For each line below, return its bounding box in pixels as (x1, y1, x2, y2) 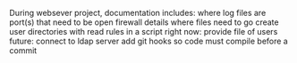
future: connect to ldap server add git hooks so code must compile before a (9, 35, 288, 46)
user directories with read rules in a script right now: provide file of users (9, 27, 278, 36)
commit (9, 45, 38, 56)
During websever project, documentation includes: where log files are (9, 8, 267, 18)
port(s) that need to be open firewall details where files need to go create (9, 17, 279, 28)
